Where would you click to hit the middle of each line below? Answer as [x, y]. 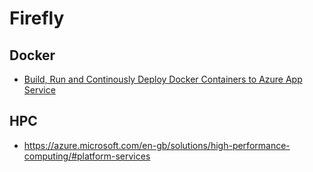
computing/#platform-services [87, 156]
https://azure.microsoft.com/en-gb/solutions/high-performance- [157, 145]
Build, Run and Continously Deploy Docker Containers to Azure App [163, 79]
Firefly [37, 18]
